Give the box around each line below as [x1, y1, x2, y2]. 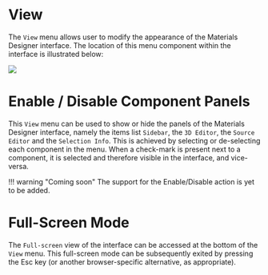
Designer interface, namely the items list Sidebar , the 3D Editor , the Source [8, 127, 255, 137]
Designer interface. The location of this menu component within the [8, 40, 231, 50]
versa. [8, 161, 30, 171]
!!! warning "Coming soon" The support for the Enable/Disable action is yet [8, 176, 254, 186]
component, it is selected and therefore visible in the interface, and [8, 152, 230, 162]
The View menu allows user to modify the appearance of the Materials [8, 32, 238, 42]
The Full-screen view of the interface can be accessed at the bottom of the [8, 240, 258, 249]
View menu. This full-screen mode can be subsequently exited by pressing [8, 249, 254, 258]
